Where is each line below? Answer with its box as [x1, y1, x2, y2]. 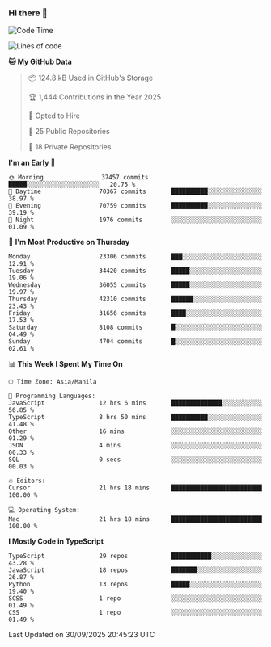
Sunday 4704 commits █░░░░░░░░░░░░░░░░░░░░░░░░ [8, 338, 263, 346]
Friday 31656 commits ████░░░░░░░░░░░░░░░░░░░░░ [8, 309, 263, 317]
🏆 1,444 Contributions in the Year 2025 [28, 92, 162, 102]
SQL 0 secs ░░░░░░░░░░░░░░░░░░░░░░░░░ [8, 456, 263, 464]
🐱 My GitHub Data [8, 57, 73, 67]
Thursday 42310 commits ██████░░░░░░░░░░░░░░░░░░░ [8, 295, 263, 304]
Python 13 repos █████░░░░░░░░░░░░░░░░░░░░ [8, 581, 263, 589]
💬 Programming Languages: [8, 392, 95, 401]
